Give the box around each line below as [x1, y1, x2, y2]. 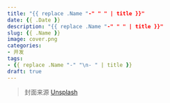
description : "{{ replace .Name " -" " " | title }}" [7, 23, 164, 30]
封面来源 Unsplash [24, 88, 78, 96]
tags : [7, 55, 23, 62]
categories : [7, 42, 42, 49]
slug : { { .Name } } [7, 29, 61, 37]
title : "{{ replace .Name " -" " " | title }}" [7, 10, 145, 17]
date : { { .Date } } [7, 17, 61, 24]
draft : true [7, 68, 42, 75]
